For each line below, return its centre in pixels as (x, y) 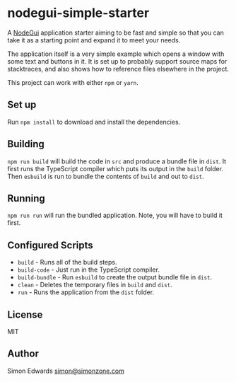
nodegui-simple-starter (78, 13)
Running (26, 198)
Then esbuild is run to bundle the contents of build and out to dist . (106, 176)
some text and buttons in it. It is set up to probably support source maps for (117, 61)
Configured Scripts (50, 245)
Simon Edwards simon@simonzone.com (66, 371)
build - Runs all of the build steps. (67, 262)
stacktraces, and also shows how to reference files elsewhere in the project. (118, 69)
